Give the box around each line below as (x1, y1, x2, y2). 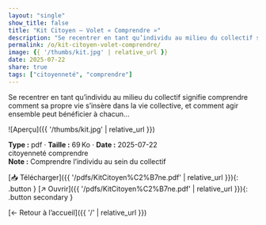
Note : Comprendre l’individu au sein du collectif (8, 156, 166, 166)
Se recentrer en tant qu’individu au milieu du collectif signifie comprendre (8, 92, 249, 101)
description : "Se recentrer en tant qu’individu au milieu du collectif (8, 33, 253, 42)
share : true (8, 63, 47, 71)
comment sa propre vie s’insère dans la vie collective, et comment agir (8, 101, 239, 110)
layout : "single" (8, 11, 66, 20)
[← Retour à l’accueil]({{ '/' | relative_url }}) (8, 208, 147, 217)
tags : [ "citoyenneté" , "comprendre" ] (8, 71, 133, 78)
